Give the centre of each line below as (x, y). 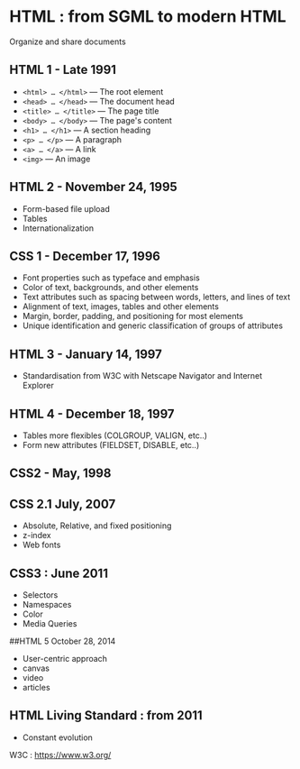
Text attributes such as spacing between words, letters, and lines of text (156, 297)
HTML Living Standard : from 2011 (106, 715)
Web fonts (41, 545)
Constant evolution (57, 737)
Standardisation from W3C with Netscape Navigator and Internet (142, 376)
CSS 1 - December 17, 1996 (85, 256)
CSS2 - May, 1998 (60, 474)
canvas (36, 668)
